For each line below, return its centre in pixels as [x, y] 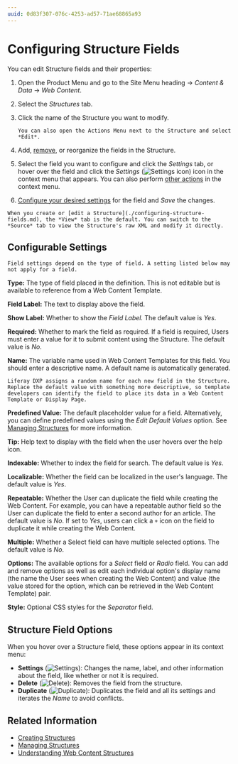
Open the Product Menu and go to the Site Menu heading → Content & [121, 82]
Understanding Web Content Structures [76, 753]
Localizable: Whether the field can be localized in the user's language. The [118, 477]
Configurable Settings [58, 247]
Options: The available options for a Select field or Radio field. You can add [118, 563]
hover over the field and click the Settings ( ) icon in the [120, 171]
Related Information [52, 720]
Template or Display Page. [47, 400]
